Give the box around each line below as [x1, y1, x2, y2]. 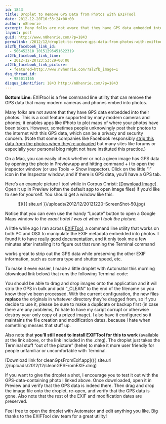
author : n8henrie [5, 21, 41, 26]
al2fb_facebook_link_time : [5, 53, 61, 58]
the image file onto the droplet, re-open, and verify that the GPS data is [5, 387, 150, 393]
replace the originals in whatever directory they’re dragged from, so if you [5, 296, 156, 302]
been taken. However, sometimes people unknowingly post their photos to [5, 125, 157, 131]
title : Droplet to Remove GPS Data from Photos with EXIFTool [5, 12, 136, 17]
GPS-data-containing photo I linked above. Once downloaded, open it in [5, 377, 152, 383]
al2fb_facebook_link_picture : [5, 62, 68, 67]
